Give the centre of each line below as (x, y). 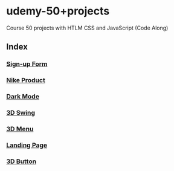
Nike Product (26, 80)
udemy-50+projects (58, 11)
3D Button (21, 161)
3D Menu (20, 129)
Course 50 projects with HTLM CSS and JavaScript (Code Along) (87, 28)
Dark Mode (23, 97)
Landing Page (27, 145)
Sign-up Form (27, 64)
